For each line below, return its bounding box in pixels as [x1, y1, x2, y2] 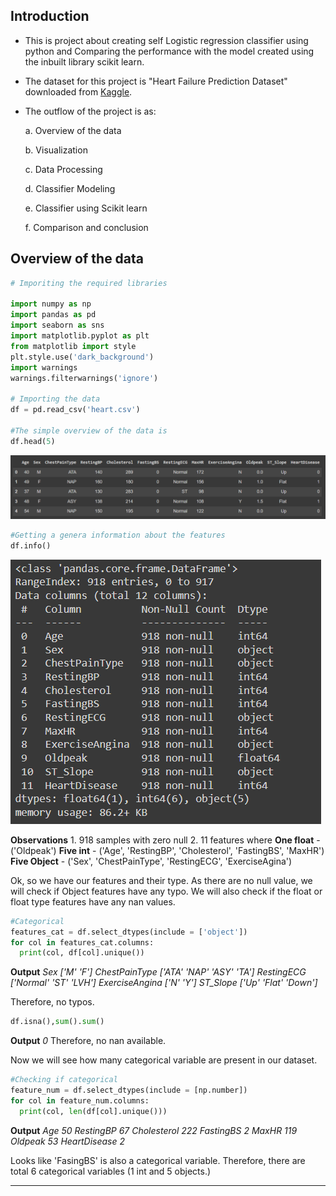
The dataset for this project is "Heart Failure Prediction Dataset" [24, 75, 288, 87]
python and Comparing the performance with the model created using [24, 45, 315, 57]
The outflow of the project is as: [24, 105, 157, 117]
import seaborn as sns [10, 320, 105, 331]
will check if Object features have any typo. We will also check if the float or [10, 885, 323, 897]
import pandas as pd [10, 310, 97, 320]
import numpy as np [10, 299, 92, 309]
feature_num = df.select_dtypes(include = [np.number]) [10, 1085, 248, 1095]
